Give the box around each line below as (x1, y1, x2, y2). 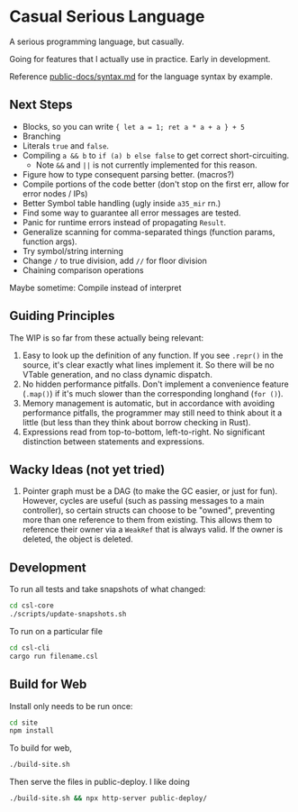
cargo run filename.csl (9, 652, 99, 661)
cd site (9, 718, 39, 727)
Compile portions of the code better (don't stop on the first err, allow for (22, 178, 290, 189)
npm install (9, 726, 54, 735)
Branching (22, 131, 61, 141)
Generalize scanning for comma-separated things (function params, (22, 226, 275, 237)
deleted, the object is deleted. (22, 534, 133, 544)
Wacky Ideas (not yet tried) (9, 461, 166, 477)
